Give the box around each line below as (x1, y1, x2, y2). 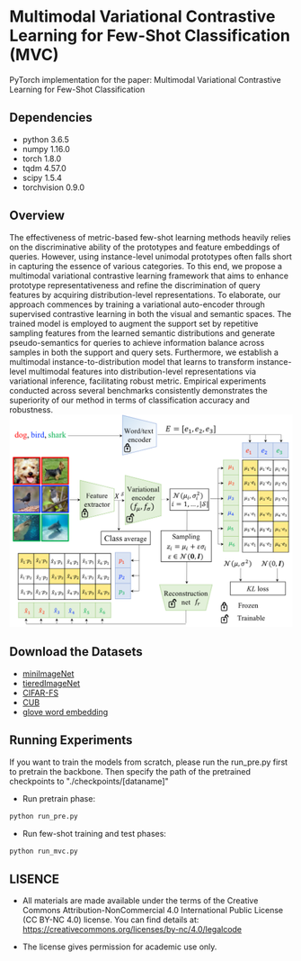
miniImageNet (22, 668, 75, 679)
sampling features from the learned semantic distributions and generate (9, 327, 276, 339)
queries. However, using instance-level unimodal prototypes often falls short (9, 250, 292, 262)
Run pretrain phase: (22, 793, 96, 803)
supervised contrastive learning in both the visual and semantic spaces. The (9, 308, 292, 319)
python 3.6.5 (22, 133, 69, 145)
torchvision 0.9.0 (22, 182, 85, 193)
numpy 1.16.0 (22, 143, 70, 154)
